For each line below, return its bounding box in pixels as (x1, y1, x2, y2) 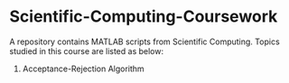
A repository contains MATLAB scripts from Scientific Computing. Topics (9, 36, 280, 47)
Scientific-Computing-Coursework (9, 6, 278, 27)
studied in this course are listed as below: (9, 45, 164, 56)
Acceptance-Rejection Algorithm (22, 63, 144, 74)
